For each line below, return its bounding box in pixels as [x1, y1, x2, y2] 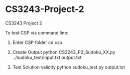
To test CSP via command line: [5, 29, 69, 35]
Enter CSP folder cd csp [12, 39, 63, 45]
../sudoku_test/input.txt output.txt [12, 54, 82, 60]
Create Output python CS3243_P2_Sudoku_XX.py [12, 49, 115, 55]
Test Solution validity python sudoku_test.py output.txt [12, 64, 125, 70]
